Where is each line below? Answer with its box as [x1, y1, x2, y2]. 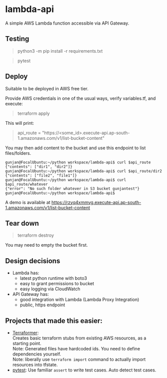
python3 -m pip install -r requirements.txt [17, 48, 103, 54]
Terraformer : [12, 330, 39, 335]
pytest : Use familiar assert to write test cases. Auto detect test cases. [12, 367, 156, 373]
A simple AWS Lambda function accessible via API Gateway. [5, 20, 129, 26]
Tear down [5, 219, 39, 228]
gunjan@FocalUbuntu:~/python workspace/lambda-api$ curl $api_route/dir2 [5, 168, 162, 173]
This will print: [5, 120, 34, 126]
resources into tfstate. [12, 362, 58, 367]
